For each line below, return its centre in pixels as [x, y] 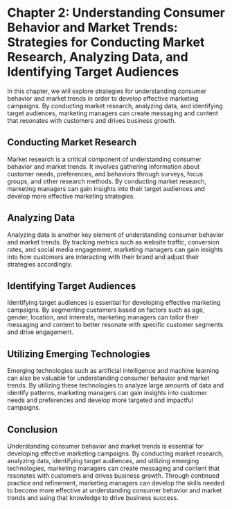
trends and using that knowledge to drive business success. [93, 498]
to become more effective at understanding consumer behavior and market [115, 490]
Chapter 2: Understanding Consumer [116, 13]
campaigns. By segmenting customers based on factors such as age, [106, 310]
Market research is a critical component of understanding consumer [105, 159]
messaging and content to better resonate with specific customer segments [115, 325]
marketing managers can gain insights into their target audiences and [106, 188]
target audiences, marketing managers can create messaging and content [113, 113]
